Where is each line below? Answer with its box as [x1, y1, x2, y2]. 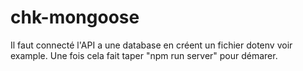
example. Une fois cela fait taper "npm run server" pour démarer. [10, 49, 278, 61]
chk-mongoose [10, 6, 140, 29]
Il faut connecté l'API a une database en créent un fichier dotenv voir [10, 39, 293, 51]
